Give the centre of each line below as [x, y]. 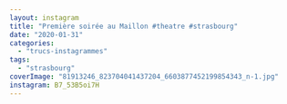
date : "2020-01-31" [46, 34]
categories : [32, 43]
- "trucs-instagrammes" [62, 52]
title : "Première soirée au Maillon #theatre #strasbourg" [124, 26]
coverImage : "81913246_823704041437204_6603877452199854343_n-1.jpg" [144, 77]
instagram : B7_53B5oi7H [55, 85]
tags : [20, 60]
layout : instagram [44, 18]
